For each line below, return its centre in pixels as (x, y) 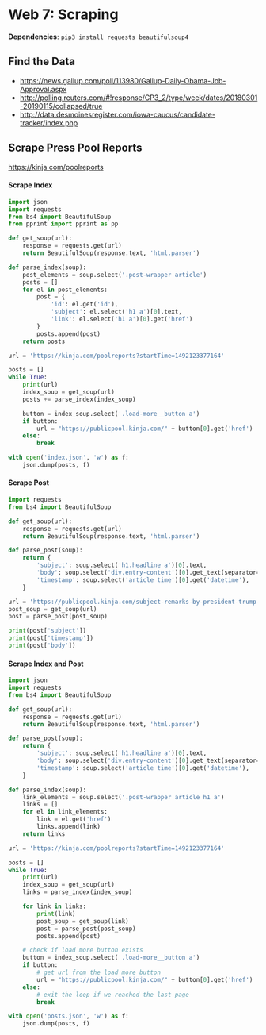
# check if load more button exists (83, 950)
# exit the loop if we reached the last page (113, 995)
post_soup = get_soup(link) (83, 921)
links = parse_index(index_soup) (78, 892)
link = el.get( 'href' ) (74, 819)
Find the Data (42, 62)
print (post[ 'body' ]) (42, 646)
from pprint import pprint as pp (63, 224)
